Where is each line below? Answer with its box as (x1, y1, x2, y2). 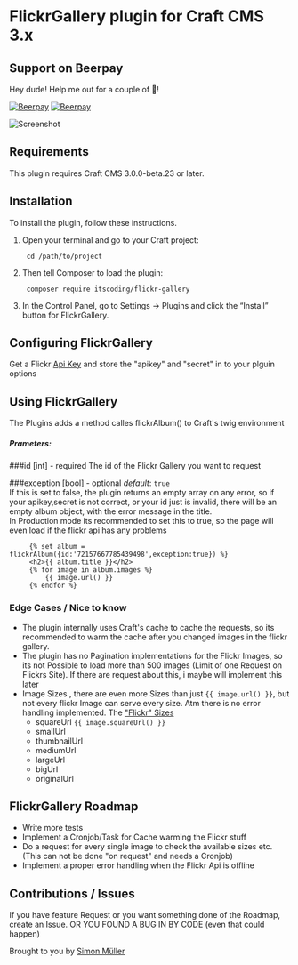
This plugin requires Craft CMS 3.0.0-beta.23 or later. (9, 167, 205, 179)
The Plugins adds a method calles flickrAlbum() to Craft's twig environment (9, 418, 285, 429)
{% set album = (28, 543, 86, 551)
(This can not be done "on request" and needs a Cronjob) (21, 851, 234, 862)
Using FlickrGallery (9, 394, 118, 409)
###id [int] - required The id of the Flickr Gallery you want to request (9, 461, 261, 471)
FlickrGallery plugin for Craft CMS (9, 6, 264, 27)
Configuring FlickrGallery (9, 335, 153, 350)
